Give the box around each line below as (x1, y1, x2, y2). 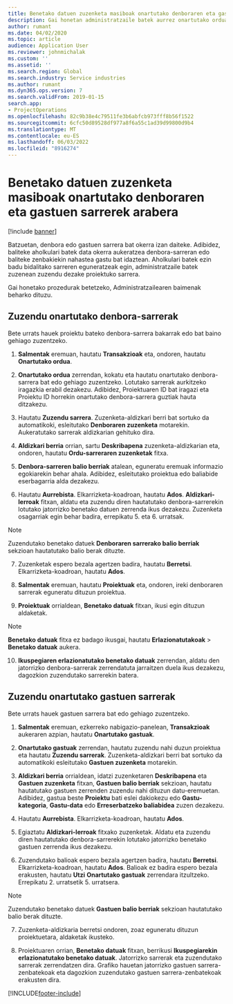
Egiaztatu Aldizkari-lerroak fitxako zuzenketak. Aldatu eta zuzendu (17, 828, 211, 836)
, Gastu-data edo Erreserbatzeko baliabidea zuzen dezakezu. (46, 801, 225, 809)
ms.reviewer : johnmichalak (8, 49, 86, 56)
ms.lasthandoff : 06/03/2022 (8, 139, 89, 146)
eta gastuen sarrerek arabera (8, 205, 179, 220)
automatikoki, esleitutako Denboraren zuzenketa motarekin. (17, 420, 189, 429)
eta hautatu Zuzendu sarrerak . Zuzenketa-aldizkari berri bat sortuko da (17, 751, 223, 759)
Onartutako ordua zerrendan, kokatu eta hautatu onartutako (17, 371, 190, 379)
